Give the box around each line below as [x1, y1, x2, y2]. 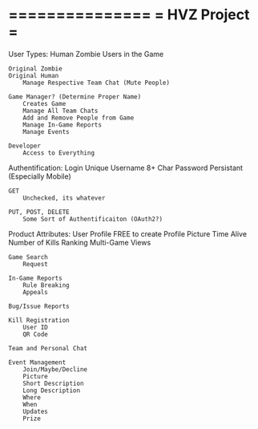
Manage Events [22, 127, 70, 136]
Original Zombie [8, 64, 62, 73]
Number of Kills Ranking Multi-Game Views [8, 237, 151, 247]
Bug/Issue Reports [8, 302, 70, 310]
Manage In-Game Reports [22, 120, 103, 129]
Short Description [22, 379, 84, 387]
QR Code [22, 330, 48, 338]
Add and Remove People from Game [22, 114, 135, 122]
